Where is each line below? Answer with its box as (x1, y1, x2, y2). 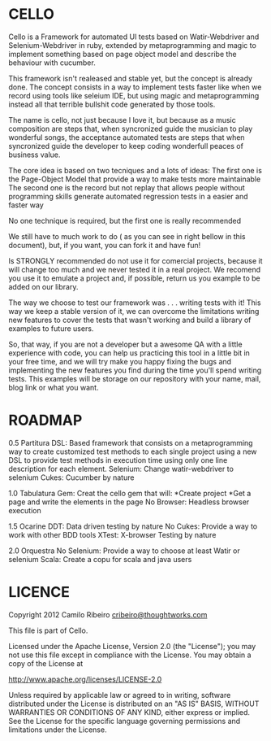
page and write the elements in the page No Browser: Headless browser (8, 497, 250, 507)
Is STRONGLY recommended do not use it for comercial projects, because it (8, 255, 263, 265)
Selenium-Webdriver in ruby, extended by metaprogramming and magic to (8, 40, 257, 50)
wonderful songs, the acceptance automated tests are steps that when (8, 132, 245, 142)
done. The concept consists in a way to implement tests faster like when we (8, 82, 262, 92)
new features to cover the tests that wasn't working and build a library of (8, 315, 252, 325)
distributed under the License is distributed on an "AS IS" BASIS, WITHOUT (8, 699, 260, 708)
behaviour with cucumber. (8, 58, 96, 68)
